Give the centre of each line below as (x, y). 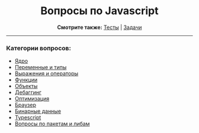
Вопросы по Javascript (99, 11)
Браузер (25, 105)
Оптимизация (32, 99)
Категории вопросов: (38, 48)
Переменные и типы (41, 67)
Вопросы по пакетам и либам (52, 124)
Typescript (28, 118)
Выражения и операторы (46, 74)
